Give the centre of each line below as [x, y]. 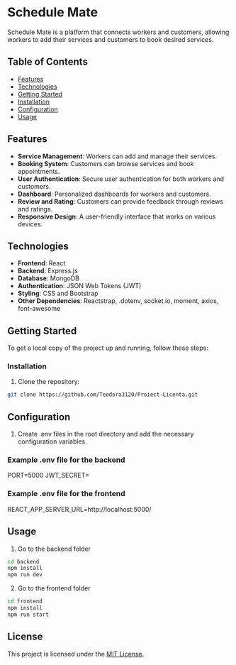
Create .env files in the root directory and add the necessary [106, 434]
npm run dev [25, 575]
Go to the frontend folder [54, 588]
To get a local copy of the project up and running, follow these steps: [108, 348]
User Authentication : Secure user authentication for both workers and [121, 179]
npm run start [28, 615]
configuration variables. [52, 441]
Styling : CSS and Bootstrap [58, 293]
